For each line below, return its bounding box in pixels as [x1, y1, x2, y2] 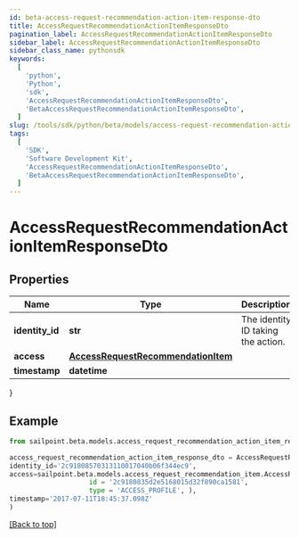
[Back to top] [9, 518, 57, 529]
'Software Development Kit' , [25, 153, 133, 163]
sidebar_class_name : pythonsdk [9, 46, 125, 55]
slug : [9, 121, 29, 130]
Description [241, 298, 292, 310]
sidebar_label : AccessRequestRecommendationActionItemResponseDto [9, 37, 261, 47]
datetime [69, 365, 109, 377]
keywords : [9, 54, 46, 63]
